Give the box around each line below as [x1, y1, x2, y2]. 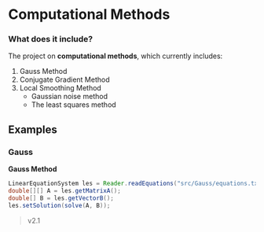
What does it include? [8, 34, 93, 45]
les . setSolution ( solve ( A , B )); [8, 201, 111, 209]
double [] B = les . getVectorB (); [8, 194, 114, 202]
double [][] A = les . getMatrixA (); [8, 187, 122, 195]
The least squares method [31, 100, 116, 109]
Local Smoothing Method [19, 83, 102, 93]
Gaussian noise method [31, 92, 108, 101]
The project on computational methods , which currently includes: [8, 51, 223, 61]
